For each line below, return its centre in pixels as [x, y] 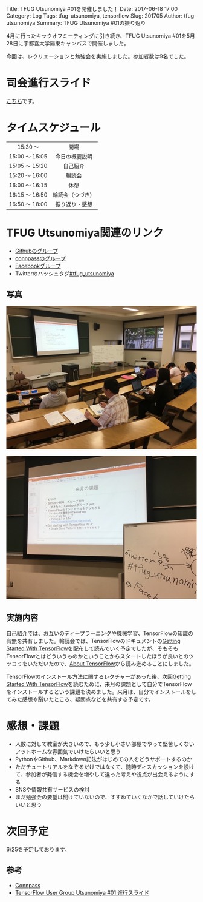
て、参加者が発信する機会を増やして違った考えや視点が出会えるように [102, 775]
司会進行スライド [49, 83]
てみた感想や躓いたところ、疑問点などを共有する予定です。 [80, 699]
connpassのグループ [40, 258]
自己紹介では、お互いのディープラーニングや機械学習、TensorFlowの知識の [100, 633]
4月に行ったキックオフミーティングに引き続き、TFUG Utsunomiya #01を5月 [101, 36]
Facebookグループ [38, 266]
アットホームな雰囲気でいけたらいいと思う [68, 752]
